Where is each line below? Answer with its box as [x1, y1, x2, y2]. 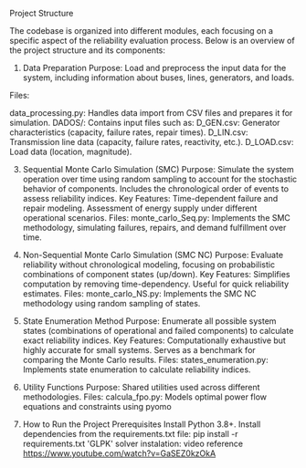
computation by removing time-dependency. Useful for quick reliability [22, 278, 290, 289]
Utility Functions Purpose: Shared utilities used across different [22, 382, 260, 392]
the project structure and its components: [9, 45, 166, 56]
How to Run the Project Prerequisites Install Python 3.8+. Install [22, 419, 261, 430]
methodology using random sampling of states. [22, 298, 201, 308]
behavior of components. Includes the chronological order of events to [22, 183, 290, 194]
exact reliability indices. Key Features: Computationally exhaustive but [22, 335, 286, 346]
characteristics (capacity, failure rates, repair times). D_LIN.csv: [9, 127, 248, 138]
